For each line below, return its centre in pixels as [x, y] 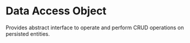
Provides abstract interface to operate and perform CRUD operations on [95, 27]
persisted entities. [28, 33]
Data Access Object [56, 11]
